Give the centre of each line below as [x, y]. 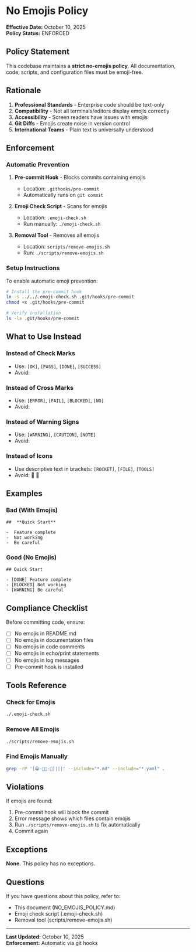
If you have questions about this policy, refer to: [63, 896]
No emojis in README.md [45, 634]
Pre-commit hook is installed [49, 667]
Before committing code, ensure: [45, 622]
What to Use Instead [44, 337]
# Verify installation [34, 313]
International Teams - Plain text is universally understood [84, 130]
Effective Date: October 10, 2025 [46, 27]
